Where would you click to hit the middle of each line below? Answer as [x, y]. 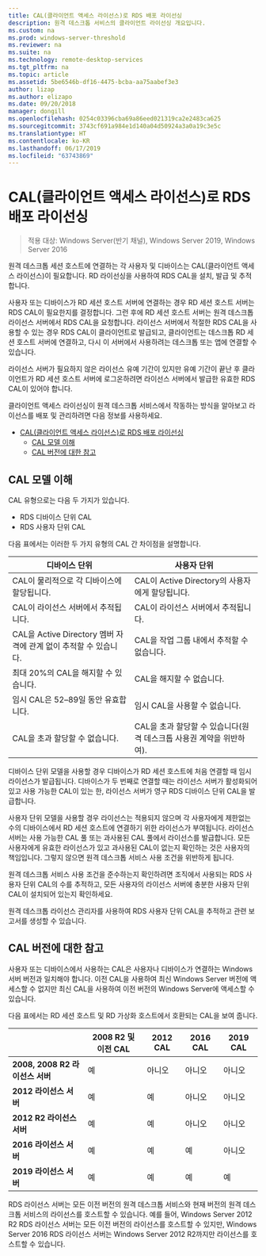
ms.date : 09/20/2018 [42, 104]
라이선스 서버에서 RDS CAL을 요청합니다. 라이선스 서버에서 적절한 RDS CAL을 [129, 323]
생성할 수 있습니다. [58, 921]
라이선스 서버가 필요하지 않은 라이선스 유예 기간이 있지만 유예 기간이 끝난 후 [124, 369]
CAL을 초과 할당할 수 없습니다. [65, 738]
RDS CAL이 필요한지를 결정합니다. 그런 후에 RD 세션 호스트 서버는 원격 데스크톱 [131, 312]
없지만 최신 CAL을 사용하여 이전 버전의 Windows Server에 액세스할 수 [146, 989]
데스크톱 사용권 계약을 [182, 738]
